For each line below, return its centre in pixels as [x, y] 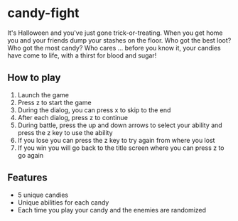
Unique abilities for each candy [63, 202]
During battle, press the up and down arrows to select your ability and [120, 125]
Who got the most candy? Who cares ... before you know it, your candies [114, 48]
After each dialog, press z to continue [72, 117]
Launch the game [43, 95]
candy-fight [43, 13]
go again [31, 155]
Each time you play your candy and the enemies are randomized [112, 210]
